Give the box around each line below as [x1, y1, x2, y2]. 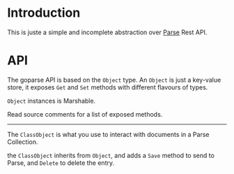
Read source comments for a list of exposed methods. [7, 110, 163, 118]
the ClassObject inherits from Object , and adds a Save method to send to [7, 151, 214, 159]
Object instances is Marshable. [7, 96, 96, 105]
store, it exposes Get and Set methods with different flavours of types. [7, 82, 208, 92]
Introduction [7, 5, 81, 21]
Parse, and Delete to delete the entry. [7, 159, 115, 167]
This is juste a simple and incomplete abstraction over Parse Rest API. [7, 28, 208, 36]
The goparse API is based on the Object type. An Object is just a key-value [7, 75, 221, 84]
